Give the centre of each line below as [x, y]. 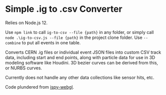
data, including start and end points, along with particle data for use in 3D [80, 57]
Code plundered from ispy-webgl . [40, 87]
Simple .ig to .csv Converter [64, 9]
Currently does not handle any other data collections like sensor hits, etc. [80, 77]
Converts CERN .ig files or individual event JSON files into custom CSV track [83, 52]
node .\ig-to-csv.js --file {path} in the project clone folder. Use [74, 37]
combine [13, 43]
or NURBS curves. [24, 68]
